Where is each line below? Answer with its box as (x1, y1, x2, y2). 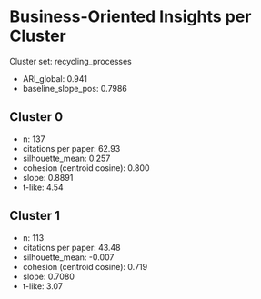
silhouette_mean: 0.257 (22, 153, 111, 164)
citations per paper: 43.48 (22, 242, 121, 253)
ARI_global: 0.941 (22, 73, 88, 84)
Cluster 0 (9, 109, 64, 125)
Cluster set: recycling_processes (9, 55, 132, 66)
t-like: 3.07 (22, 280, 64, 292)
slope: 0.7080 (22, 271, 75, 282)
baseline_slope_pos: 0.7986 (22, 83, 127, 94)
